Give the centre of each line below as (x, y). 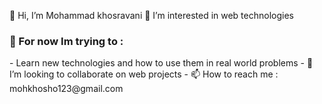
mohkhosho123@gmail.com (66, 89)
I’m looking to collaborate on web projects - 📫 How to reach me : (144, 74)
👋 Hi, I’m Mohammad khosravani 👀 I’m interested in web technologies (151, 15)
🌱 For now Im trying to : (66, 41)
